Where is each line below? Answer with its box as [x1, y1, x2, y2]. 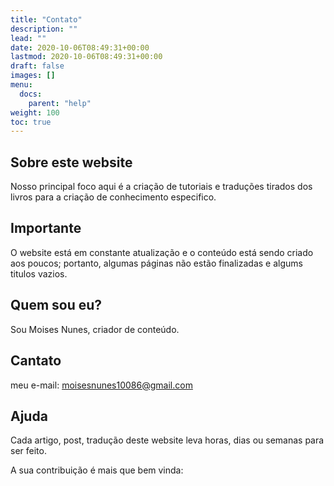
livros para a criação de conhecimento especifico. [10, 191, 217, 203]
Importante [10, 220, 82, 237]
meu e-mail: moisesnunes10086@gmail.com [10, 379, 193, 391]
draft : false [10, 61, 65, 71]
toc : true [10, 117, 52, 127]
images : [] [10, 71, 56, 81]
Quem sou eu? [10, 297, 103, 314]
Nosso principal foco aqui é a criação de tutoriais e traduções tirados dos [10, 181, 313, 193]
